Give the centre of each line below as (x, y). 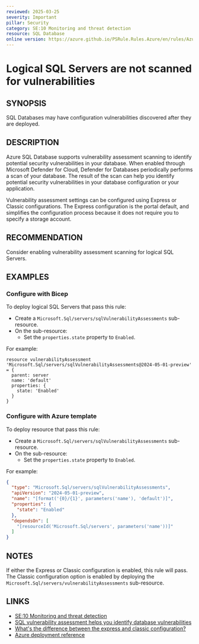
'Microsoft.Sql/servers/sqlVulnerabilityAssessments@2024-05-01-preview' (99, 365)
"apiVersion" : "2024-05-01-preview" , (58, 493)
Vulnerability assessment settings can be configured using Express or (92, 200)
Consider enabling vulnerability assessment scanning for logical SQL (90, 252)
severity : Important (32, 17)
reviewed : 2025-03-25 (33, 12)
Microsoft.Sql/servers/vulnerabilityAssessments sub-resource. (85, 583)
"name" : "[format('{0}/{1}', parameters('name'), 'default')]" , (92, 499)
